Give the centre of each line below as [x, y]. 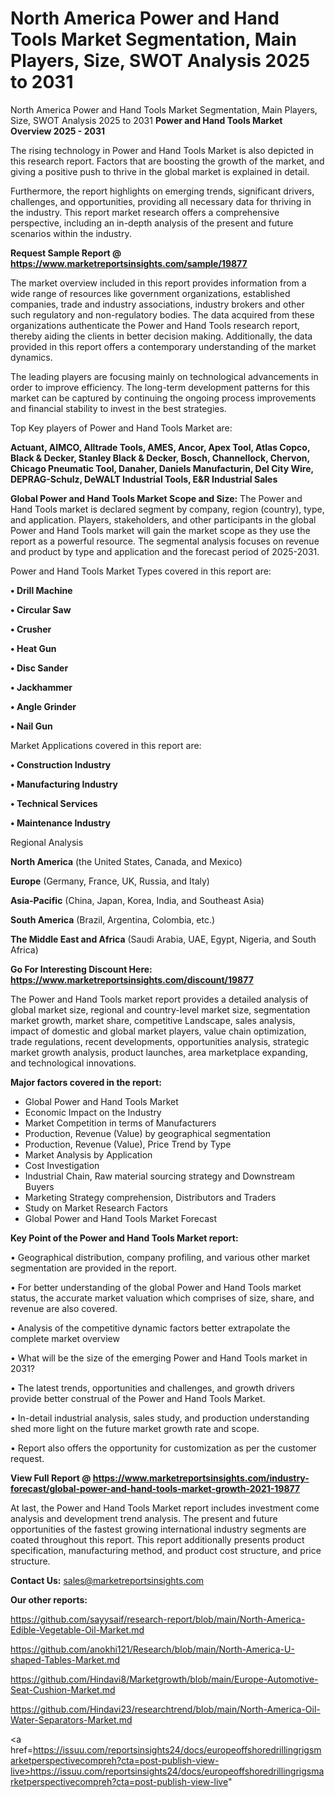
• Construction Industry [61, 764]
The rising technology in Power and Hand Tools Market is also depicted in [162, 150]
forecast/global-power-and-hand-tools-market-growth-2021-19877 [155, 1488]
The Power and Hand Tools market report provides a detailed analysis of [159, 999]
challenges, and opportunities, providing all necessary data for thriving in [161, 201]
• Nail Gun [31, 726]
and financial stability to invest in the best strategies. [118, 408]
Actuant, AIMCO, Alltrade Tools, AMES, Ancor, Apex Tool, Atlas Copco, [160, 447]
